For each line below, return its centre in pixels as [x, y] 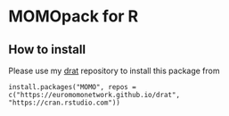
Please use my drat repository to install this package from [114, 70]
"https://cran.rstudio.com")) [65, 103]
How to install [47, 50]
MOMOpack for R [74, 17]
